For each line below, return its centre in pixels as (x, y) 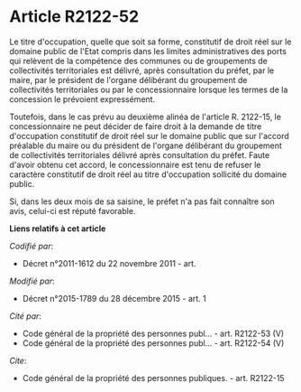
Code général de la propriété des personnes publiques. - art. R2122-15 (154, 378)
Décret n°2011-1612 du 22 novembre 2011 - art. (109, 263)
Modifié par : (32, 281)
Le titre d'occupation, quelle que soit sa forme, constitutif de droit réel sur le (150, 42)
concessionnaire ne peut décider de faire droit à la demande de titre (136, 126)
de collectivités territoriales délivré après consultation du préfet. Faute (140, 154)
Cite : (18, 360)
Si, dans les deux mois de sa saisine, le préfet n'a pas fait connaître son (142, 201)
